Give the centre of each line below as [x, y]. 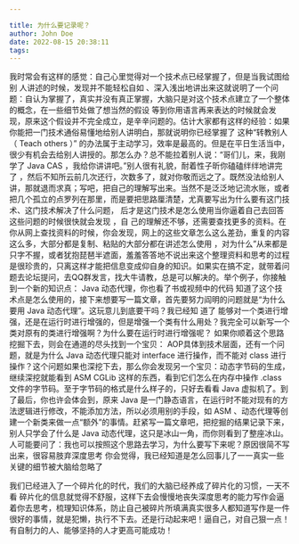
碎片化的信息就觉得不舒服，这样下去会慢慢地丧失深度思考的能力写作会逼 [152, 497]
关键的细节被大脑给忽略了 [56, 467]
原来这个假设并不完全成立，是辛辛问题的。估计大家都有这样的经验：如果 [157, 121]
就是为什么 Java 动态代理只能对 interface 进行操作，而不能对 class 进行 [155, 355]
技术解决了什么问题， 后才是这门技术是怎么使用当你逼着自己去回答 [162, 210]
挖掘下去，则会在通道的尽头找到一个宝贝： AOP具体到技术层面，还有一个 [143, 344]
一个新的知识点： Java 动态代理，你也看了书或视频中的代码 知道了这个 [146, 288]
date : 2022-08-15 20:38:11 [59, 42]
